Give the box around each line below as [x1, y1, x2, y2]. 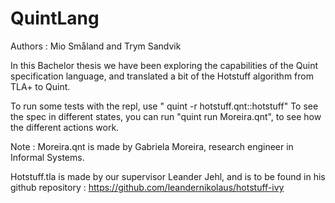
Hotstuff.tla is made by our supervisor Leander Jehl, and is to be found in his [10, 170, 326, 182]
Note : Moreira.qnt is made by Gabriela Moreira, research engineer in [10, 140, 294, 152]
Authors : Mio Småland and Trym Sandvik [10, 40, 182, 52]
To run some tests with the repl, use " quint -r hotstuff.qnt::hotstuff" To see [10, 100, 319, 112]
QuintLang [10, 7, 100, 30]
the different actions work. [10, 121, 120, 133]
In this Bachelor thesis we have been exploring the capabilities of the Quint [10, 59, 319, 71]
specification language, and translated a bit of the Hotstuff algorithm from [10, 70, 314, 82]
